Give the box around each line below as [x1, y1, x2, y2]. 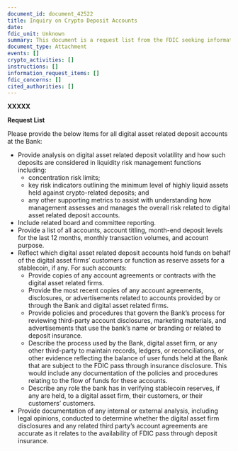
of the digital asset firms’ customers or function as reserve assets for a [17, 256, 225, 265]
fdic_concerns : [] [7, 76, 62, 84]
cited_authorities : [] [7, 83, 74, 90]
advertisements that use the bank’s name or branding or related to [28, 324, 222, 333]
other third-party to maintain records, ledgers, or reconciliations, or [28, 346, 225, 355]
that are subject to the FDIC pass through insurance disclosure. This [28, 362, 227, 370]
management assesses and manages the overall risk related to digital [28, 203, 230, 212]
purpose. [17, 241, 45, 250]
